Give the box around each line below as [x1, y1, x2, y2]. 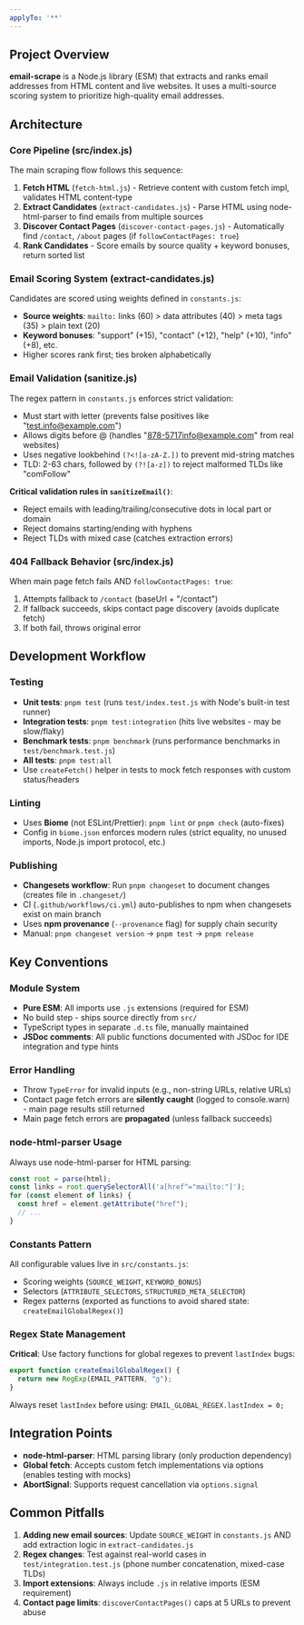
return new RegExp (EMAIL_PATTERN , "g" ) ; [17, 1374, 172, 1384]
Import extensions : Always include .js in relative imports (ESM [22, 1578, 260, 1589]
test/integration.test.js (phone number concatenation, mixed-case [22, 1558, 285, 1569]
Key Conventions [9, 954, 109, 970]
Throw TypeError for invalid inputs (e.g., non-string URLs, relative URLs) [22, 1084, 292, 1095]
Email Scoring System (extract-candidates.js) [9, 273, 215, 285]
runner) [22, 706, 52, 717]
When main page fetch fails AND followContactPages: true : [9, 576, 234, 587]
